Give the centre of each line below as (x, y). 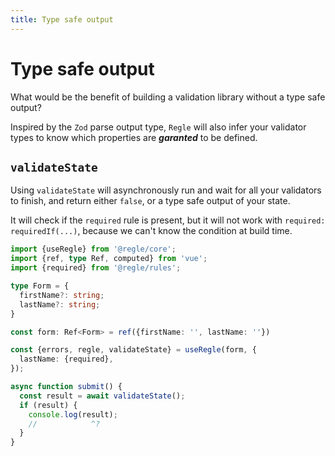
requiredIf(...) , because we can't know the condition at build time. (151, 231)
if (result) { (48, 405)
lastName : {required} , (66, 359)
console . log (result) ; (73, 414)
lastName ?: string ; (60, 304)
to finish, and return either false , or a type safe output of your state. (150, 201)
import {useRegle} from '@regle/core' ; (93, 249)
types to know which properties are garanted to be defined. (134, 137)
